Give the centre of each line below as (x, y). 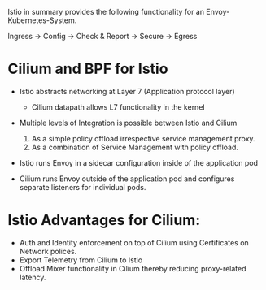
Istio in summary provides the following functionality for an (106, 12)
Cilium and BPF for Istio (88, 69)
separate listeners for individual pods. (83, 187)
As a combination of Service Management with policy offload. (135, 147)
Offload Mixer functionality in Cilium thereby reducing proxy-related (133, 268)
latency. (33, 277)
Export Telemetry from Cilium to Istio (81, 260)
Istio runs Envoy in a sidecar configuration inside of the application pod (138, 162)
